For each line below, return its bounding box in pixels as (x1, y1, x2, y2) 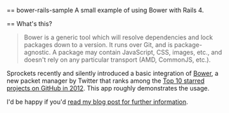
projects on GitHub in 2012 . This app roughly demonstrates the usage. (6, 84, 210, 92)
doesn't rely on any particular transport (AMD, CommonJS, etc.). (23, 55, 211, 64)
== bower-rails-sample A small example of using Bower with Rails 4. (6, 6, 204, 14)
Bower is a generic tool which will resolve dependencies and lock (23, 33, 214, 41)
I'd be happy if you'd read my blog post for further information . (6, 98, 189, 106)
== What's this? (6, 20, 53, 27)
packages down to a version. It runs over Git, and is (23, 41, 173, 48)
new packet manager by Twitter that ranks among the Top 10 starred (6, 77, 205, 85)
